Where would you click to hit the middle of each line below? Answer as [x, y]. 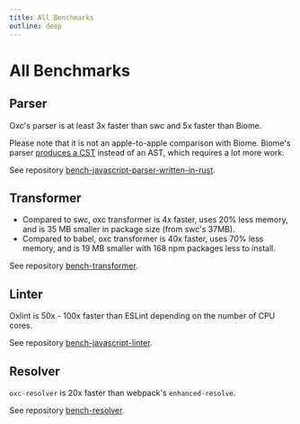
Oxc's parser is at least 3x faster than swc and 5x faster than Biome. [136, 125]
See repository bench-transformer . [74, 266]
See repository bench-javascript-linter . [81, 343]
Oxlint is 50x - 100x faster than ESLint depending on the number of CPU [142, 316]
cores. [21, 326]
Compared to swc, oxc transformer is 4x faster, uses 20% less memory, [155, 220]
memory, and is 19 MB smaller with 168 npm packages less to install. [149, 248]
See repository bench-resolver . [67, 410]
